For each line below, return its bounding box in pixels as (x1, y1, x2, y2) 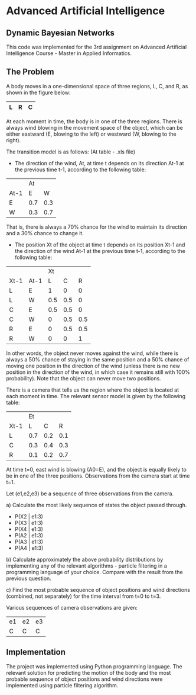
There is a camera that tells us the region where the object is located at (6, 386, 179, 393)
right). (6, 136, 21, 143)
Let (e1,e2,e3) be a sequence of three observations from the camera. (6, 490, 174, 497)
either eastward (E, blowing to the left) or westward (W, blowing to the (6, 130, 177, 137)
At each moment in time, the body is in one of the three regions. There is (6, 117, 182, 125)
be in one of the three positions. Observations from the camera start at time (6, 472, 190, 479)
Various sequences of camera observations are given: (6, 604, 138, 611)
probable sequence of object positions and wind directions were (6, 675, 163, 683)
